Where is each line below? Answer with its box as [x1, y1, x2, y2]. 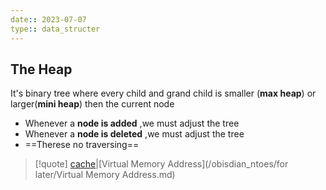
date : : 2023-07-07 [10, 14, 87, 25]
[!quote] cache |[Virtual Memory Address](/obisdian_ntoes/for [34, 158, 289, 170]
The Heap [10, 61, 73, 78]
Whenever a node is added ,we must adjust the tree [24, 117, 240, 130]
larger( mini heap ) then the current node [10, 98, 175, 110]
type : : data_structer [10, 24, 101, 34]
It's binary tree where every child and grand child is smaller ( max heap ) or [10, 87, 317, 100]
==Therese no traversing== [24, 139, 140, 151]
